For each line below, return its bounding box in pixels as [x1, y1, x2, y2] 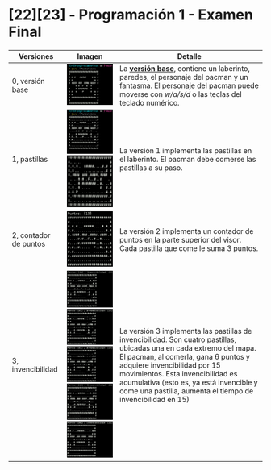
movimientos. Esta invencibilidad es [119, 368, 238, 378]
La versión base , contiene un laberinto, [119, 63, 250, 73]
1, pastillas [11, 154, 48, 164]
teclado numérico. [119, 98, 180, 107]
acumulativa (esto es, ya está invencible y [119, 377, 258, 387]
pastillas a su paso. [119, 163, 183, 173]
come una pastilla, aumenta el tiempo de [119, 385, 254, 396]
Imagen [77, 52, 103, 61]
